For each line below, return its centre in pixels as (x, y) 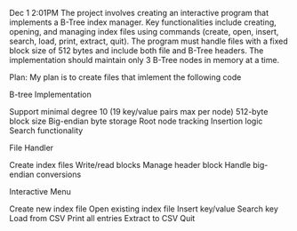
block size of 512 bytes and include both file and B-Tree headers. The (136, 51)
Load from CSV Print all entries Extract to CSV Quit (102, 218)
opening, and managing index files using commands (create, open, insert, (144, 32)
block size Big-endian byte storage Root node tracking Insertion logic (136, 121)
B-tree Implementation (50, 94)
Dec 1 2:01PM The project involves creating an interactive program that (139, 13)
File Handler (32, 147)
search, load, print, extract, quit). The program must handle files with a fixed (149, 41)
